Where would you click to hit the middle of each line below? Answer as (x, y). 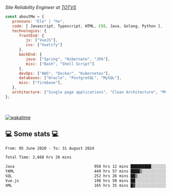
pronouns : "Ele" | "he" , (38, 21)
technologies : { (29, 31)
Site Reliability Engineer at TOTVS (41, 7)
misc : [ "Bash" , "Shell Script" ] (60, 64)
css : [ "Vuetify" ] (44, 45)
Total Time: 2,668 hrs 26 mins (38, 157)
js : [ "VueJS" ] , (42, 40)
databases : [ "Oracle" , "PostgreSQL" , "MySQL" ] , (70, 78)
